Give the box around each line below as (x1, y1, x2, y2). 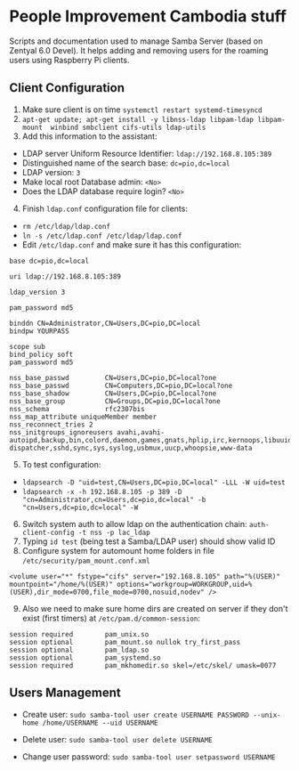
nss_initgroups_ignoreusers (9, 427, 114, 437)
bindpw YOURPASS (9, 327, 69, 336)
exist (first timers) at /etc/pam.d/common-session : (21, 613, 200, 623)
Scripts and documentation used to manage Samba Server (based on (9, 36, 263, 46)
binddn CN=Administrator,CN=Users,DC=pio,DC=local (9, 319, 201, 328)
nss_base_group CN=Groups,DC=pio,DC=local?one (9, 396, 221, 406)
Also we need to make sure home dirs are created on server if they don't (21, 603, 288, 613)
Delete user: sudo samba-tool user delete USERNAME (21, 734, 213, 744)
